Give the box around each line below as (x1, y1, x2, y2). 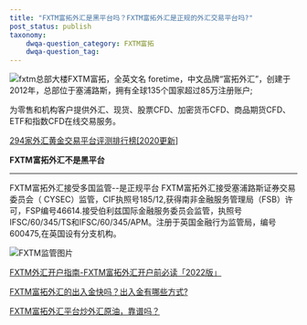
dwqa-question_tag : (26, 47, 101, 57)
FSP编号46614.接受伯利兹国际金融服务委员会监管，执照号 (25, 205, 242, 216)
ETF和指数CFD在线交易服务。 (9, 116, 122, 127)
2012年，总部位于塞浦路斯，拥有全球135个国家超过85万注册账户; (9, 85, 253, 96)
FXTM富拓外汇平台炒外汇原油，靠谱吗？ (9, 306, 160, 317)
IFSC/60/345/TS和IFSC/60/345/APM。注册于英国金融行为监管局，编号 (9, 216, 277, 228)
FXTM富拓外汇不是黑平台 (9, 154, 105, 165)
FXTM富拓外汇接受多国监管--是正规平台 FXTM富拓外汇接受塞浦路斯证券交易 (9, 183, 296, 194)
